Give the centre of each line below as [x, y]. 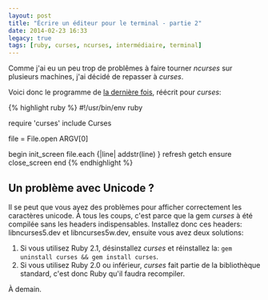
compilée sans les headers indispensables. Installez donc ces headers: [125, 224]
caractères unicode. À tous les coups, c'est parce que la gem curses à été [131, 215]
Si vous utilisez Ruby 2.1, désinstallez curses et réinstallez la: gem [126, 248]
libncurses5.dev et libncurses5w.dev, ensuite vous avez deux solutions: [126, 232]
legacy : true [30, 38]
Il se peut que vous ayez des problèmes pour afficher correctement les [125, 207]
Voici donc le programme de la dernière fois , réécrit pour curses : [115, 92]
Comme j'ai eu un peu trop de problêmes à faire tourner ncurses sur [120, 68]
